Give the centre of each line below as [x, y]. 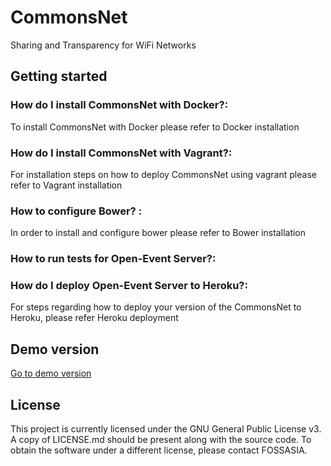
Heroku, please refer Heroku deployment [94, 318]
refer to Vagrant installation [66, 185]
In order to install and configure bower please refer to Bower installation [158, 233]
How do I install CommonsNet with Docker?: [119, 105]
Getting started [59, 76]
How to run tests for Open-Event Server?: [113, 259]
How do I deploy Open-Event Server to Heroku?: [129, 286]
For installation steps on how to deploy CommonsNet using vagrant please [163, 174]
